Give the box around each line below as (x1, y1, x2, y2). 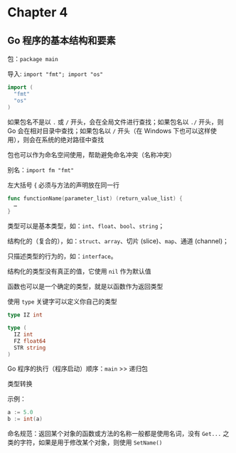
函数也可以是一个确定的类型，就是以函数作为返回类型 (7, 282, 163, 291)
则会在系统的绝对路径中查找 (22, 135, 104, 144)
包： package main (7, 55, 58, 63)
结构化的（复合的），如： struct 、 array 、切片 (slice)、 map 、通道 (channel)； (7, 237, 230, 245)
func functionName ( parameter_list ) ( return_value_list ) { (7, 195, 183, 202)
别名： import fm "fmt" (7, 165, 75, 174)
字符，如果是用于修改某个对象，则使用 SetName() (19, 438, 163, 447)
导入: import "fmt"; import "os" (7, 70, 103, 78)
